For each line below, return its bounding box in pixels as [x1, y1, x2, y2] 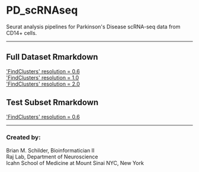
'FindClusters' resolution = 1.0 [6, 74, 79, 81]
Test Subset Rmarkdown [6, 98, 99, 108]
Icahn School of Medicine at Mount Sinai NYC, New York [6, 159, 144, 166]
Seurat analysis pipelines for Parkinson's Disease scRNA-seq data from [6, 23, 181, 30]
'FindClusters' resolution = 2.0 [6, 80, 80, 87]
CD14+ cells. [6, 29, 37, 36]
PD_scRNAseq [6, 4, 78, 17]
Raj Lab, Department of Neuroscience [6, 153, 98, 160]
